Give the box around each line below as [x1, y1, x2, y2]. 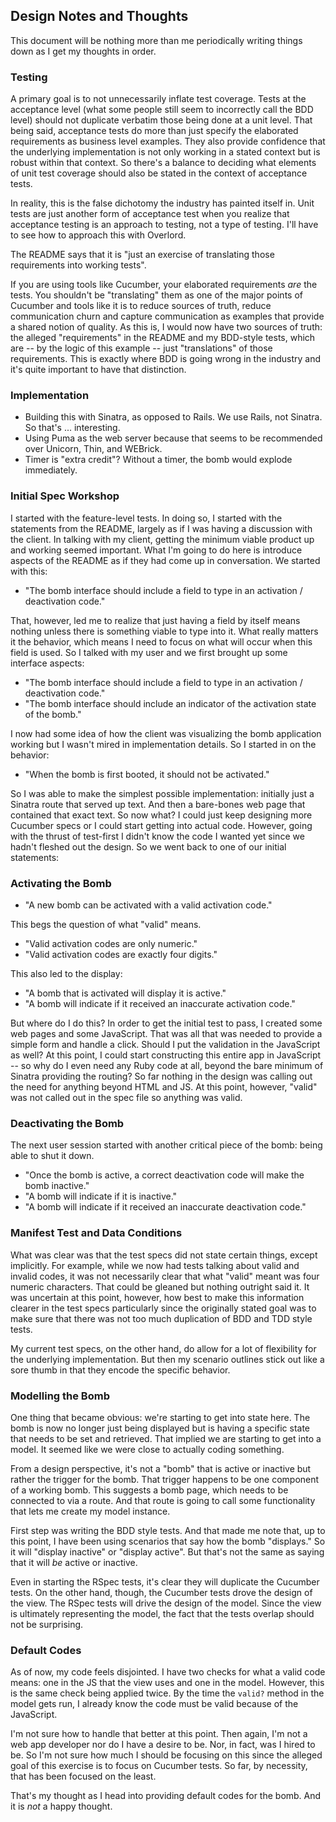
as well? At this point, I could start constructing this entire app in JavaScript [10, 1049, 322, 1061]
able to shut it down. [10, 1150, 95, 1162]
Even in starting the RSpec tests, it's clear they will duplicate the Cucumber [10, 1575, 320, 1588]
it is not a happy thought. [10, 1800, 113, 1813]
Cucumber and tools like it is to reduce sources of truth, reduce [10, 300, 272, 312]
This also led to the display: [10, 968, 123, 979]
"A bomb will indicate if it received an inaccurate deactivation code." [24, 1201, 307, 1213]
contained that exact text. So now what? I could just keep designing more [10, 809, 313, 821]
